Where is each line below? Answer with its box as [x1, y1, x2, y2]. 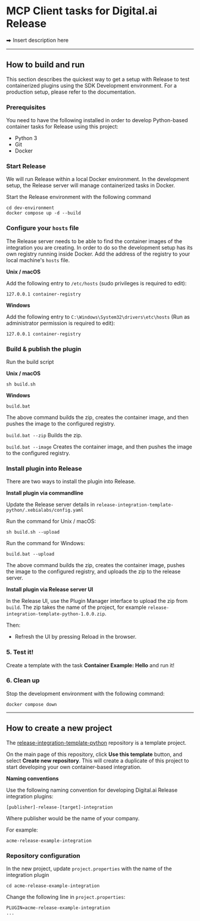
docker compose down [6, 701, 58, 707]
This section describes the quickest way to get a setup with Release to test [6, 76, 190, 83]
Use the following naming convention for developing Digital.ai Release [6, 786, 178, 794]
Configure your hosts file [6, 224, 79, 232]
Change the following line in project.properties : [6, 893, 126, 900]
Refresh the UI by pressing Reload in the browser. [14, 633, 137, 640]
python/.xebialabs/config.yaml [6, 508, 84, 514]
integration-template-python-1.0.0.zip [6, 611, 105, 617]
